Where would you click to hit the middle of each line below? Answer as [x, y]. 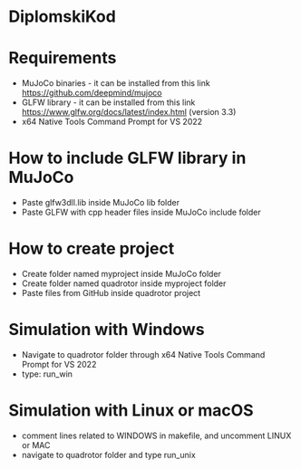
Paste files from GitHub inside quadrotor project [111, 293]
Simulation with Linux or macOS [131, 411]
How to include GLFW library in [127, 158]
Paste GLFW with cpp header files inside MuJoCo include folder [141, 212]
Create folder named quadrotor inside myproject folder [124, 283]
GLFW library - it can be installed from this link [108, 102]
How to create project [92, 249]
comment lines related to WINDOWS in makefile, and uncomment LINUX [156, 435]
